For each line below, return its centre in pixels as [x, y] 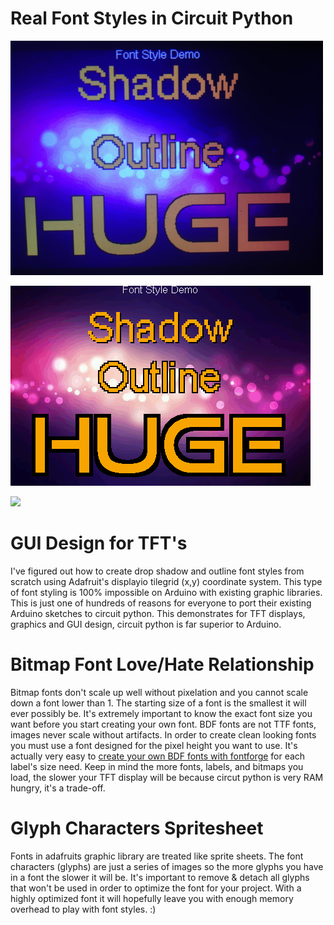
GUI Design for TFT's [99, 543]
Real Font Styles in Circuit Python [152, 18]
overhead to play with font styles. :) [83, 909]
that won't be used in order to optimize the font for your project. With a [156, 888]
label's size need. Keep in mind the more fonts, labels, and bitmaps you [157, 766]
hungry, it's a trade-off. [58, 788]
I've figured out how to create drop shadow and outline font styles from [157, 571]
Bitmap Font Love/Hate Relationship [162, 664]
